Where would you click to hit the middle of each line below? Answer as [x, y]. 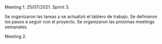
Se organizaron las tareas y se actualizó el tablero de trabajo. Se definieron [81, 16]
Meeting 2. [16, 36]
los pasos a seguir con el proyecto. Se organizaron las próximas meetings [80, 22]
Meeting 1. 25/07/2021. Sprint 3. [37, 7]
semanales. [16, 27]
